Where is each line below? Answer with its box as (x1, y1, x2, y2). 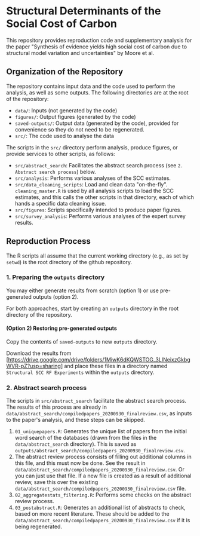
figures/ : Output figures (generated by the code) (14, 113, 136, 120)
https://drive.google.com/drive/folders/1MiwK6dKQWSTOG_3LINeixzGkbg (8, 356, 191, 363)
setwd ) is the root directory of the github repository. (6, 258, 133, 265)
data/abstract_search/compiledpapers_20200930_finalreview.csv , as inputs (6, 410, 192, 417)
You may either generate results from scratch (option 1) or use (6, 287, 159, 294)
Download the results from (6, 350, 72, 357)
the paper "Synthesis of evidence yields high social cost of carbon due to (6, 43, 187, 50)
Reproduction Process (6, 236, 91, 246)
